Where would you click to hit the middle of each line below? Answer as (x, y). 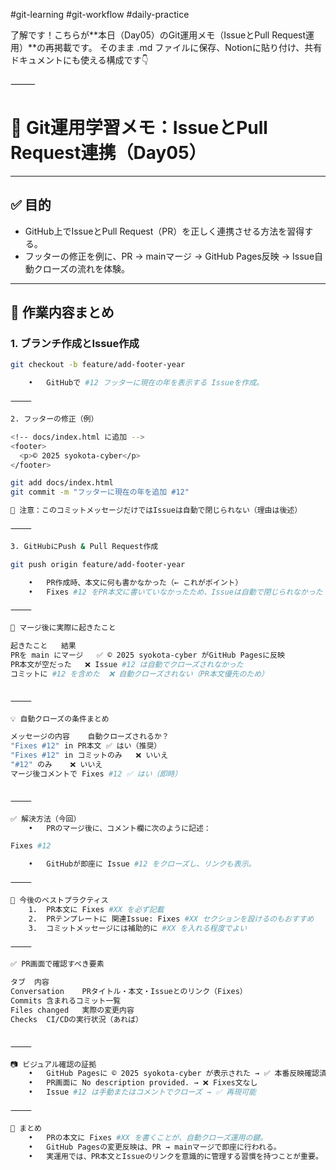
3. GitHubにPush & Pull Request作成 (84, 546)
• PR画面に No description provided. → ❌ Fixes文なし (143, 1083)
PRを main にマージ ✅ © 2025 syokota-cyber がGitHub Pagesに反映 (147, 655)
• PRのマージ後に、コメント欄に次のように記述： (120, 828)
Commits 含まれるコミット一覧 (66, 1001)
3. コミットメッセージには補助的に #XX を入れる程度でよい (138, 928)
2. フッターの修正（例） (54, 419)
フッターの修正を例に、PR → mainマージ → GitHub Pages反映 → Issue (169, 256)
